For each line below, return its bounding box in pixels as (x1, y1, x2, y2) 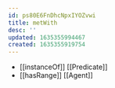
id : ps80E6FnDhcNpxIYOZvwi (8, 11, 96, 20)
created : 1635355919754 (8, 41, 86, 49)
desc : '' (8, 26, 37, 34)
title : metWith (8, 19, 58, 27)
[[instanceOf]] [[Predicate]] (19, 62, 108, 71)
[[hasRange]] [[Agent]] (19, 71, 94, 80)
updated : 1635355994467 (8, 33, 86, 42)
